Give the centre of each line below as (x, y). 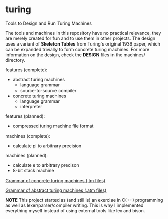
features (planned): (25, 116)
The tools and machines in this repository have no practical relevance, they (83, 33)
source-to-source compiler (48, 90)
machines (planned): (26, 155)
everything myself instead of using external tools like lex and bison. (75, 210)
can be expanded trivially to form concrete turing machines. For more (77, 49)
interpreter (31, 106)
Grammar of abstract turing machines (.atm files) (56, 190)
